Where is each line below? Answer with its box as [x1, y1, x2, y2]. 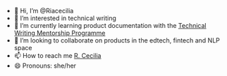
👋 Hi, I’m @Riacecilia [13, 7, 74, 15]
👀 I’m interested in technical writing [13, 14, 116, 22]
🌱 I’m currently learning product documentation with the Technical [13, 22, 207, 29]
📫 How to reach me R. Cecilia [13, 52, 102, 59]
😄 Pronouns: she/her [13, 61, 76, 70]
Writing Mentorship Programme [13, 29, 106, 37]
